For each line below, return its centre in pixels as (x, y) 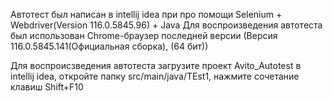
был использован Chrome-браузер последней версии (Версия (144, 35)
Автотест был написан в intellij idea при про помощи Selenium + (146, 14)
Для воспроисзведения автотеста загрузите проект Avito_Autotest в (156, 65)
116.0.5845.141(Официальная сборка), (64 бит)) (109, 46)
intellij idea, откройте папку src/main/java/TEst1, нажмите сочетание (155, 76)
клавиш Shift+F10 (47, 87)
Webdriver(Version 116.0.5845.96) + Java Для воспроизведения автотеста (166, 25)
